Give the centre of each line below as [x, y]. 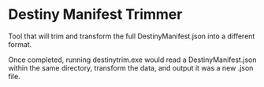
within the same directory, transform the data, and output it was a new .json [131, 67]
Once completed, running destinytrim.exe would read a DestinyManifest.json [132, 60]
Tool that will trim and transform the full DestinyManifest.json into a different [132, 36]
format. [20, 44]
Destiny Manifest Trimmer [95, 14]
